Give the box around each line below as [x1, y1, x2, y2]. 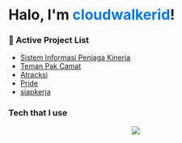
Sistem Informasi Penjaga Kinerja [19, 53, 131, 62]
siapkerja [19, 87, 51, 97]
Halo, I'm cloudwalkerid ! [8, 6, 176, 24]
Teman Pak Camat [19, 61, 82, 71]
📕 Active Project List [8, 35, 90, 46]
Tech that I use [8, 107, 68, 119]
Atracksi [19, 70, 49, 80]
